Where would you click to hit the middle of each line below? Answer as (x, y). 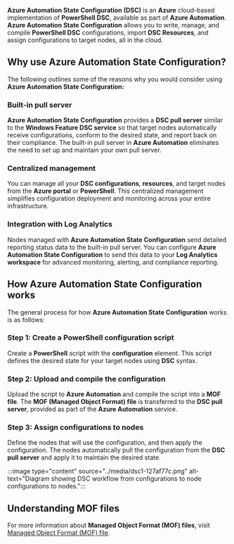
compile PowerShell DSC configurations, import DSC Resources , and (108, 32)
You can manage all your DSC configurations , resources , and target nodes (117, 184)
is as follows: (26, 320)
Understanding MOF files (64, 508)
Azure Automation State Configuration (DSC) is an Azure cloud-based (111, 10)
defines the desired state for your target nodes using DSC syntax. (103, 360)
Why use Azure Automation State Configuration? (117, 62)
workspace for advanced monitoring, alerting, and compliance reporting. (113, 262)
